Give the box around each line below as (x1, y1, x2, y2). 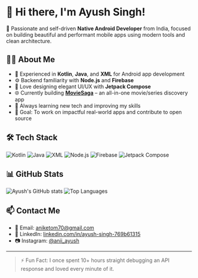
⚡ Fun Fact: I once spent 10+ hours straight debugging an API (20, 257, 170, 264)
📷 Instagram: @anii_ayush (14, 237, 80, 244)
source (14, 115, 32, 122)
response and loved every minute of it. (20, 266, 114, 273)
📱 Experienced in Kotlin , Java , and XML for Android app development (14, 70, 185, 77)
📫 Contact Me (6, 205, 61, 215)
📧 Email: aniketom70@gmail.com (14, 224, 94, 231)
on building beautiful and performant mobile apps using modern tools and (6, 31, 186, 38)
